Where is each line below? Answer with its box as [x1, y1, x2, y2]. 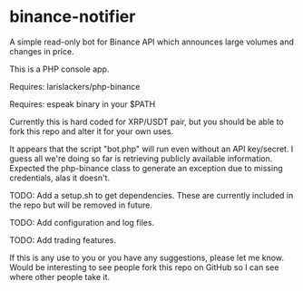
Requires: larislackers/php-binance [9, 81, 141, 92]
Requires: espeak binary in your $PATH [9, 98, 156, 110]
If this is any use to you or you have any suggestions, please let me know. [9, 252, 284, 263]
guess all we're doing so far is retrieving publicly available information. [9, 152, 273, 164]
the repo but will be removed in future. [9, 199, 152, 210]
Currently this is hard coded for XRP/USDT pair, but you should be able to [9, 116, 284, 127]
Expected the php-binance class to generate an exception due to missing [9, 162, 283, 173]
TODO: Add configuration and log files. [9, 217, 155, 228]
